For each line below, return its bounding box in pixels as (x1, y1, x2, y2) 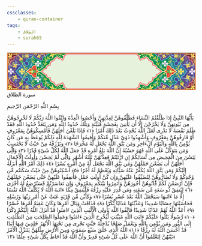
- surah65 (17, 35, 43, 41)
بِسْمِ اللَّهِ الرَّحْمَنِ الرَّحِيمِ (7, 103, 59, 110)
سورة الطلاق (7, 91, 35, 98)
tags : (7, 22, 20, 28)
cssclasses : (7, 10, 37, 16)
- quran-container (17, 16, 64, 22)
